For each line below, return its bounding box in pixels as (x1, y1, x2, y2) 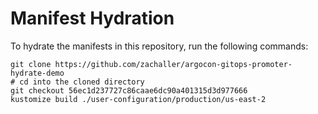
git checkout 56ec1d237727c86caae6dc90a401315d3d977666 (10, 85, 248, 96)
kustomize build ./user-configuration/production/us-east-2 (10, 94, 267, 104)
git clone (10, 59, 52, 69)
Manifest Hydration (10, 7, 175, 30)
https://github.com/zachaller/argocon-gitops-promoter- (54, 59, 293, 69)
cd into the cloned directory (19, 77, 145, 87)
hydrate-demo (10, 68, 65, 78)
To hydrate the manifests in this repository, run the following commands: (10, 40, 309, 52)
